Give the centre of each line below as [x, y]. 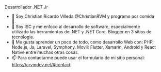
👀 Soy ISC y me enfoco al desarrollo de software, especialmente [76, 27]
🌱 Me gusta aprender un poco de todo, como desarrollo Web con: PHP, [82, 42]
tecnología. [23, 37]
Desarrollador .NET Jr [26, 7]
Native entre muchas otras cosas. [45, 52]
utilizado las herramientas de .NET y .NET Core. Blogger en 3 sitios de [81, 32]
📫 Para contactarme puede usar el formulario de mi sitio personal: [78, 58]
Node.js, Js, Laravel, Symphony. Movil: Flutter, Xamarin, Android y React [84, 47]
